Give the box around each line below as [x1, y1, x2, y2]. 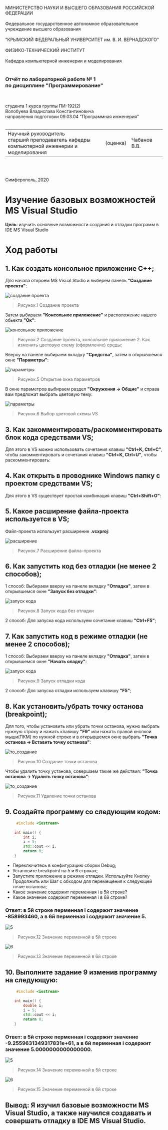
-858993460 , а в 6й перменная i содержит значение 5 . [5, 913, 146, 920]
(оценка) [104, 140, 126, 147]
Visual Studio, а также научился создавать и [5, 1108, 151, 1117]
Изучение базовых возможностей [5, 194, 156, 206]
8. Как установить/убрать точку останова [5, 702, 143, 711]
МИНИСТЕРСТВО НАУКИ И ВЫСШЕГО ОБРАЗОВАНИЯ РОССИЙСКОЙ [5, 5, 155, 11]
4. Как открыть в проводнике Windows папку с [5, 471, 160, 480]
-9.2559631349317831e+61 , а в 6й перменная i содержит [5, 1039, 151, 1046]
